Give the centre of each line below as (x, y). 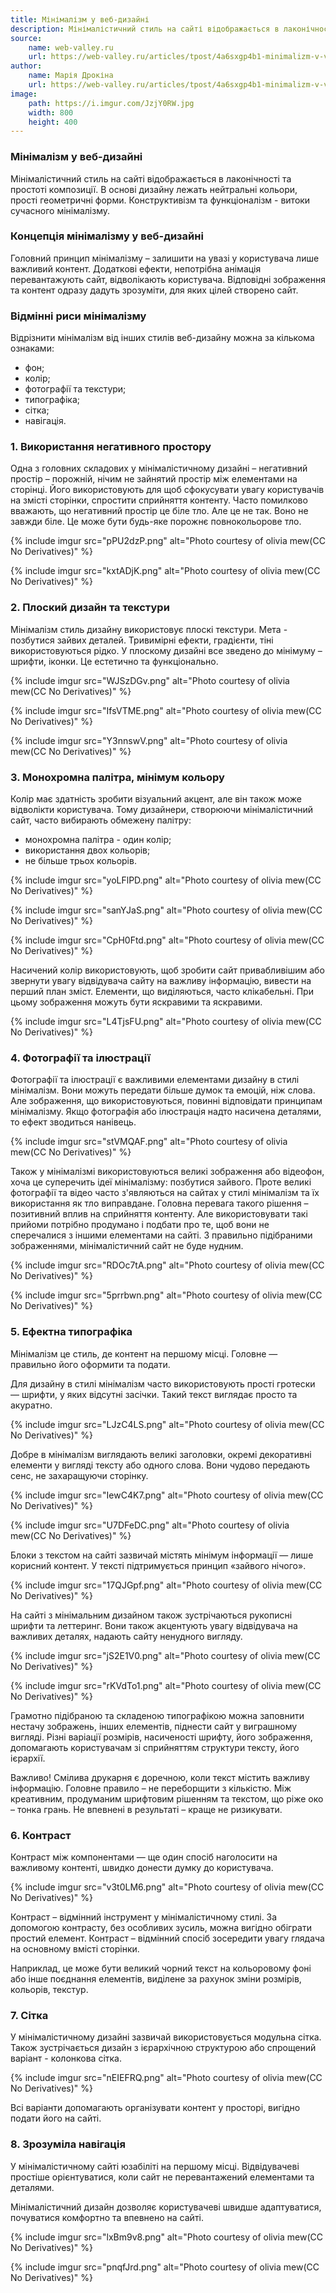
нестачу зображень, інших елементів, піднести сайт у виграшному (154, 1726)
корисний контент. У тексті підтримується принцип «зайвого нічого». (158, 1565)
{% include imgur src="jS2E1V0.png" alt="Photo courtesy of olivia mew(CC (165, 1655)
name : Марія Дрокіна (71, 76)
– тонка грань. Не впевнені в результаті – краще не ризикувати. (146, 1809)
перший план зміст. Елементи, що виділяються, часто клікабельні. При (162, 992)
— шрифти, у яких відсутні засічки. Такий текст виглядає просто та (154, 1394)
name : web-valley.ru (71, 47)
